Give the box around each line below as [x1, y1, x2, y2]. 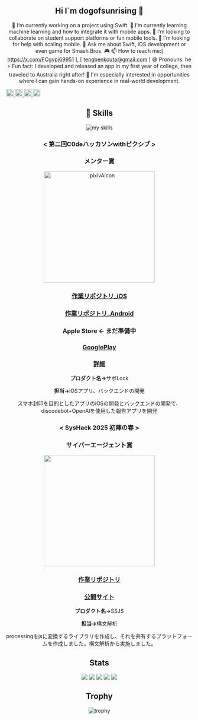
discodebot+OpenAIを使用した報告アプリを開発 [41, 407, 158, 414]
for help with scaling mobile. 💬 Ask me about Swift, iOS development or [12, 40, 186, 47]
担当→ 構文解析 [81, 620, 118, 627]
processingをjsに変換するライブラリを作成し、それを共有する [6, 633, 157, 640]
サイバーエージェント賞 [66, 441, 133, 449]
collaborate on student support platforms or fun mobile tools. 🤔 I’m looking [8, 34, 190, 42]
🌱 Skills [85, 108, 113, 119]
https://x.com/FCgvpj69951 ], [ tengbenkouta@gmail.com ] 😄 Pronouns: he [7, 56, 191, 63]
